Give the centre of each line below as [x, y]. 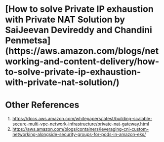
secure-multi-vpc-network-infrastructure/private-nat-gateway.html [81, 124]
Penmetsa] [28, 41]
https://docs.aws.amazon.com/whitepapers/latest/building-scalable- [82, 119]
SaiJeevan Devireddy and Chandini [79, 30]
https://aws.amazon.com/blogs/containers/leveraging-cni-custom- [81, 129]
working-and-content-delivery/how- [82, 61]
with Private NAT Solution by [65, 19]
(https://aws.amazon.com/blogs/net [82, 51]
